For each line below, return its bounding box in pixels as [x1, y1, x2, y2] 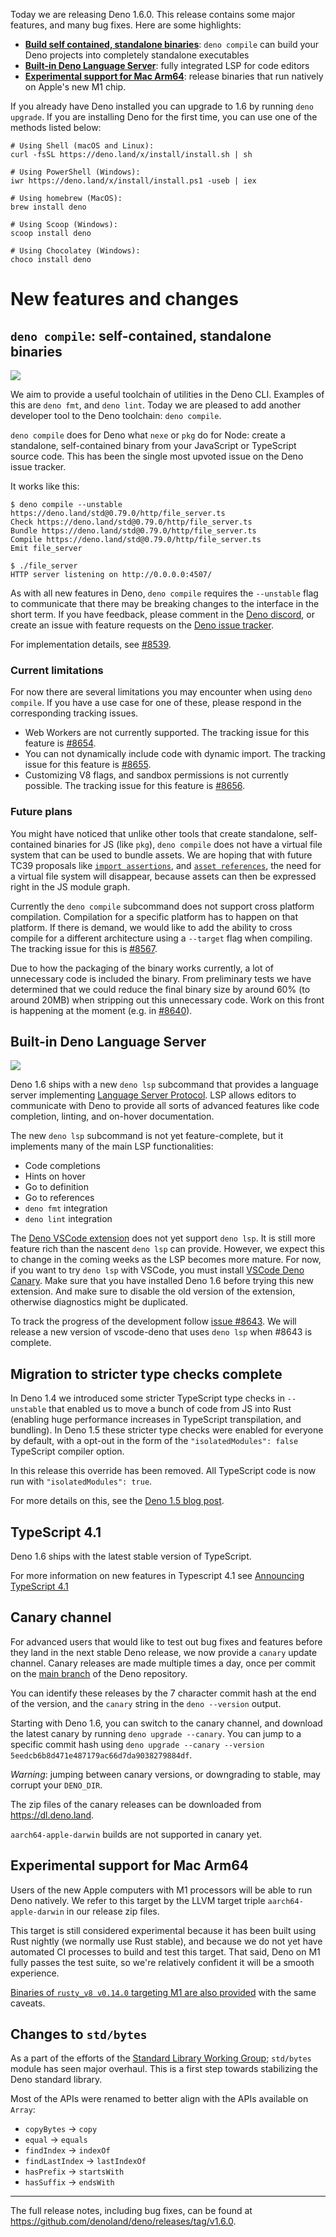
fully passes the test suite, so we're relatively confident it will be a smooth [10, 1956, 315, 1968]
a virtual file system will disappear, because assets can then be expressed [10, 870, 317, 882]
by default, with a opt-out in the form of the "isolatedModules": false [10, 1435, 299, 1447]
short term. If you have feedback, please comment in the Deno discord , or [10, 609, 315, 620]
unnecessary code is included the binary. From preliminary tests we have [10, 972, 312, 984]
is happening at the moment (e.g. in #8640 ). [10, 1004, 193, 1016]
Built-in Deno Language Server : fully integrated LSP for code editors [24, 60, 310, 71]
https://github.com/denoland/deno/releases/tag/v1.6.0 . [10, 2215, 237, 2228]
